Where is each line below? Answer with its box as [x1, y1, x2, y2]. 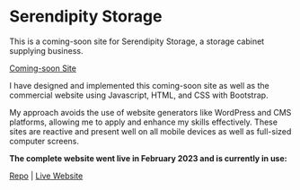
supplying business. [9, 45, 84, 56]
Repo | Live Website [9, 170, 84, 181]
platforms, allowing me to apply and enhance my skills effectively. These [9, 117, 278, 127]
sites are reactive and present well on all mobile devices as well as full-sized [9, 125, 292, 136]
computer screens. [9, 135, 79, 146]
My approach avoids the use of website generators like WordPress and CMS [9, 107, 292, 117]
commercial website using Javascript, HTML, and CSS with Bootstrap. [9, 90, 269, 100]
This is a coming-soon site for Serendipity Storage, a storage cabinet [9, 36, 265, 47]
